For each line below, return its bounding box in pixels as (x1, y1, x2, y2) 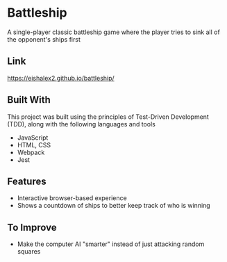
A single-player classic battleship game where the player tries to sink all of (7, 28, 220, 36)
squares (17, 247, 41, 256)
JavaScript (17, 133, 49, 142)
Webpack (17, 148, 45, 156)
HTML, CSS (17, 140, 51, 149)
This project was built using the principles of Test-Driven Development (7, 113, 210, 121)
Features (7, 175, 47, 187)
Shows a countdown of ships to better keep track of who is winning (17, 202, 210, 210)
